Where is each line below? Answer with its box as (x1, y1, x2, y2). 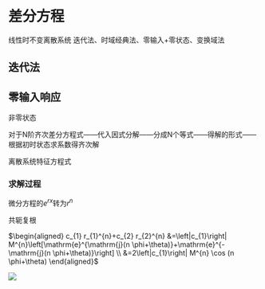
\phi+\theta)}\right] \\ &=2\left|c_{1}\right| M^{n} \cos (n (52, 248, 235, 258)
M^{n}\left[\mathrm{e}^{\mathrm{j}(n (8, 240, 130, 249)
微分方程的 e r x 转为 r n (8, 197, 73, 208)
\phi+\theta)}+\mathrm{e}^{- (131, 240, 225, 249)
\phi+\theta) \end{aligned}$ (8, 256, 99, 267)
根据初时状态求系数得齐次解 (8, 140, 100, 150)
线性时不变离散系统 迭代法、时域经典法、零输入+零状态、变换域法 (8, 35, 225, 45)
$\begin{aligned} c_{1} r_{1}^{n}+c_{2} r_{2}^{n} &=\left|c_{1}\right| (8, 232, 227, 241)
